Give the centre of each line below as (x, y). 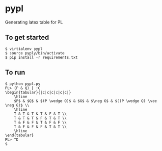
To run (15, 72)
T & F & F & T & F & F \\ (40, 122)
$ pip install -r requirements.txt (41, 57)
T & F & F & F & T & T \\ (40, 126)
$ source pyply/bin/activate (35, 53)
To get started (27, 38)
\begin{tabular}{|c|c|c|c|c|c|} (38, 92)
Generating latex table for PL (34, 22)
